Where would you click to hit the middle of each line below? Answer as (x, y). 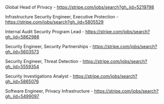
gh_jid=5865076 (22, 81)
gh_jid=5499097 (22, 96)
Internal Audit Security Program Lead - (45, 31)
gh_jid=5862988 (22, 37)
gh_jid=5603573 (22, 52)
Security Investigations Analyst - (39, 76)
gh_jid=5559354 (22, 67)
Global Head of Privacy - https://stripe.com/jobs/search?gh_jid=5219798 (80, 7)
